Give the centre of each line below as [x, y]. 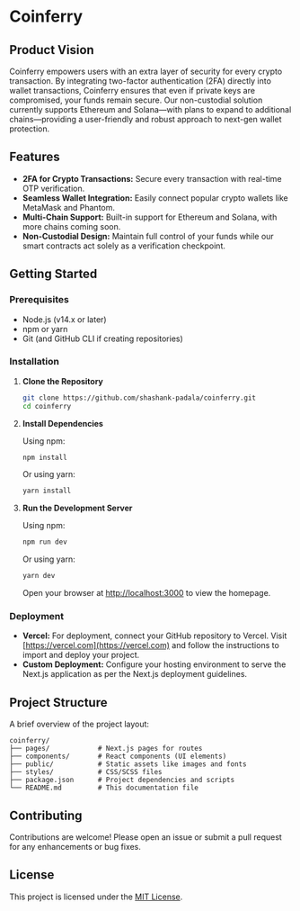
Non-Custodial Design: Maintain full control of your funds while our [148, 236]
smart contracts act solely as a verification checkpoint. [124, 246]
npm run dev [44, 542]
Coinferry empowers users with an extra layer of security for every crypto [146, 71]
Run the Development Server [77, 508]
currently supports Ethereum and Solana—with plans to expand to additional [150, 109]
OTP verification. [53, 188]
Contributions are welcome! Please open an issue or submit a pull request [146, 837]
